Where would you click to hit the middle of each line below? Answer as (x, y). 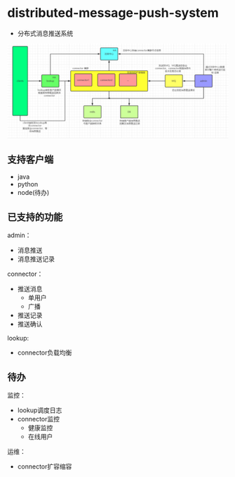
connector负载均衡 (45, 352)
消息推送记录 (36, 259)
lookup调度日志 (40, 410)
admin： (19, 235)
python (28, 184)
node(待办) (33, 193)
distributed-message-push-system (113, 13)
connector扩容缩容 (45, 466)
